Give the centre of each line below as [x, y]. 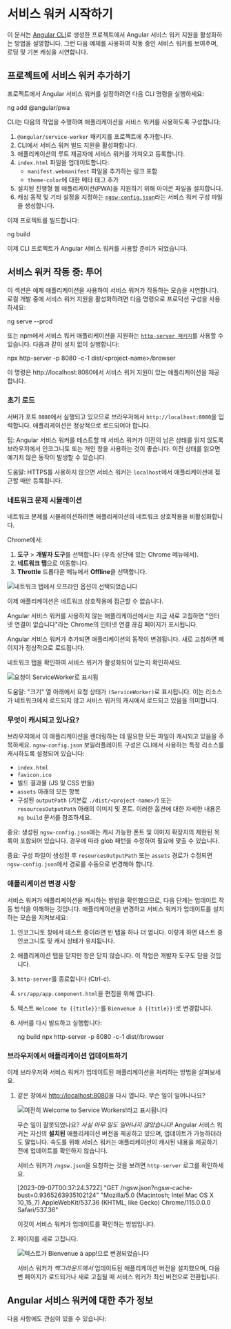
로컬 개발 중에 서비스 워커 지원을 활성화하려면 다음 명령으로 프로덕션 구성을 [108, 298]
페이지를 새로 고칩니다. [48, 1239]
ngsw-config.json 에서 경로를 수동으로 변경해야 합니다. [81, 864]
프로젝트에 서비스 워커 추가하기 [69, 76]
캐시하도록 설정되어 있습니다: [46, 754]
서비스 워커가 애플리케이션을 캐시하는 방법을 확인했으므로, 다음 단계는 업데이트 [112, 900]
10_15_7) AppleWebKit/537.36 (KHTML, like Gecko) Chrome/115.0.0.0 [114, 1203]
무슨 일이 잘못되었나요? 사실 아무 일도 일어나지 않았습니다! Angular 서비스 [116, 1125]
